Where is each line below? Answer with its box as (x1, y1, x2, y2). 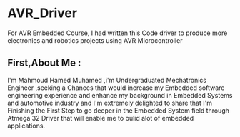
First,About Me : (7, 57, 81, 69)
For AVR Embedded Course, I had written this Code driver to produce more (7, 29, 228, 37)
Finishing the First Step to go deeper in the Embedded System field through (7, 106, 230, 115)
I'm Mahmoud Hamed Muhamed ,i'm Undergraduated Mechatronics (7, 76, 207, 84)
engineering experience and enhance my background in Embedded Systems (7, 91, 233, 99)
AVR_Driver (7, 5, 77, 21)
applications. (7, 121, 45, 130)
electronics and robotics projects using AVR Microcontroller (7, 36, 183, 44)
